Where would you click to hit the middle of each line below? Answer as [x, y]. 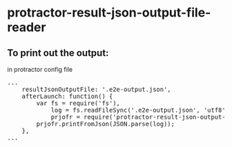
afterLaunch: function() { [67, 96]
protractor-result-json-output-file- [109, 13]
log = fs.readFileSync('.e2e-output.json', [125, 110]
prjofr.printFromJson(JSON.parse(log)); [105, 124]
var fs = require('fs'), [78, 103]
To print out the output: [58, 53]
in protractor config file [40, 69]
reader [27, 27]
